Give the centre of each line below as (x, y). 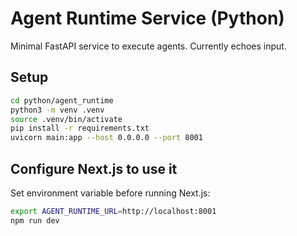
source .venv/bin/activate (66, 119)
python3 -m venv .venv (57, 110)
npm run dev (35, 220)
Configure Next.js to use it (94, 168)
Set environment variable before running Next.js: (110, 193)
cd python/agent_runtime (62, 100)
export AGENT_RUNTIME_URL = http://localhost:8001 (113, 211)
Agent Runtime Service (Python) (147, 18)
